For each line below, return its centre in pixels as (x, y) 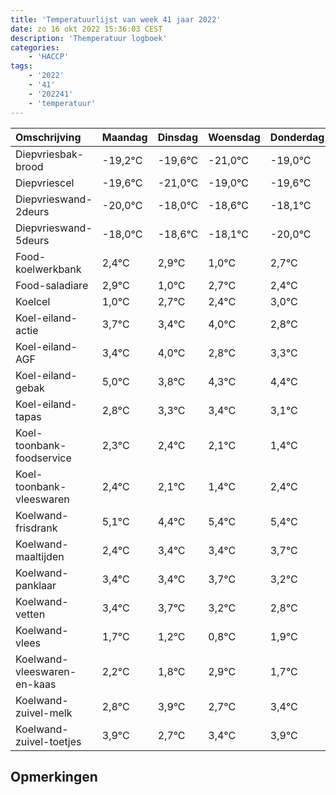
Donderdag (297, 137)
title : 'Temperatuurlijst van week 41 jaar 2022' (116, 19)
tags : (21, 66)
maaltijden (40, 556)
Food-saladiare (52, 285)
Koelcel (33, 301)
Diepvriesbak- (50, 154)
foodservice (43, 458)
